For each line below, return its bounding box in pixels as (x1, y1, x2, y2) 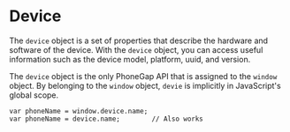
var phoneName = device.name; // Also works (9, 114, 203, 123)
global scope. (9, 90, 59, 100)
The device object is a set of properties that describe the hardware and (9, 35, 268, 46)
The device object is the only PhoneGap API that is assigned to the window (9, 70, 278, 81)
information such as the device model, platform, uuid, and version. (9, 54, 251, 64)
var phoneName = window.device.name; (9, 106, 149, 115)
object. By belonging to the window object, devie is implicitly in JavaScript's (9, 80, 281, 91)
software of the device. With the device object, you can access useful (9, 44, 263, 55)
